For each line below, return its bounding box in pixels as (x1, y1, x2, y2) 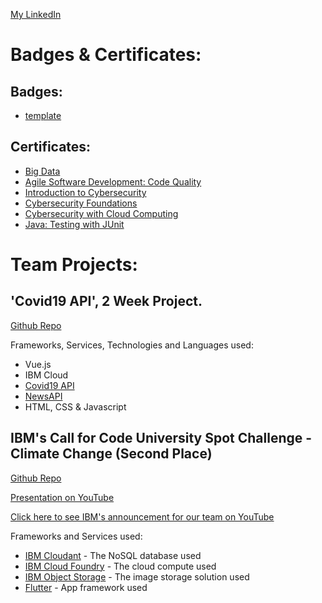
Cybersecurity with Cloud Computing (24, 207, 179, 219)
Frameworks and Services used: (10, 530, 143, 542)
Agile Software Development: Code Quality (24, 175, 202, 188)
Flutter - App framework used (24, 581, 148, 593)
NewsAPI (24, 390, 63, 402)
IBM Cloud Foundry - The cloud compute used (24, 560, 217, 572)
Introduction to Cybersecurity (24, 186, 147, 198)
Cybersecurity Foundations (24, 197, 138, 209)
